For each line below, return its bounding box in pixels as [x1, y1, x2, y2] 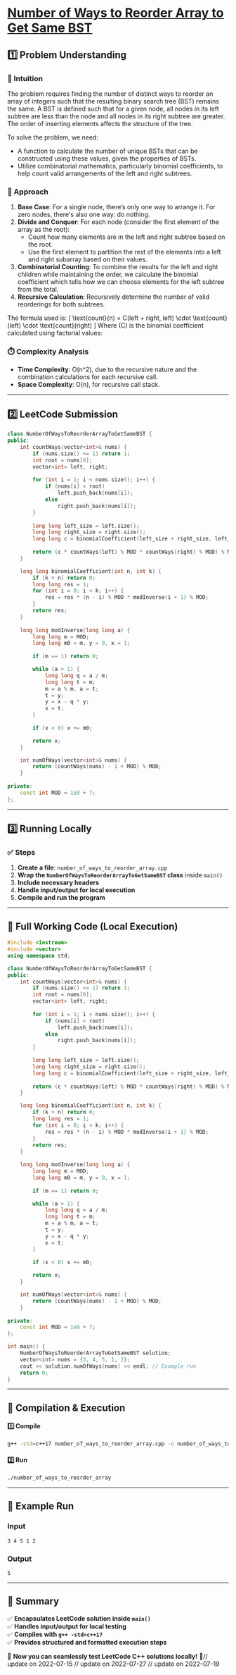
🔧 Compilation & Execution [7, 1402, 126, 1414]
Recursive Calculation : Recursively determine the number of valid [17, 292, 210, 301]
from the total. [17, 285, 59, 294]
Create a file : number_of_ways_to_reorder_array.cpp [17, 863, 168, 872]
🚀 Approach [7, 187, 49, 197]
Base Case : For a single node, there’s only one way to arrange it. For [17, 203, 216, 211]
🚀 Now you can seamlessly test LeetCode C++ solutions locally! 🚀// [7, 1652, 209, 1660]
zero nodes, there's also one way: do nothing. [17, 210, 150, 219]
